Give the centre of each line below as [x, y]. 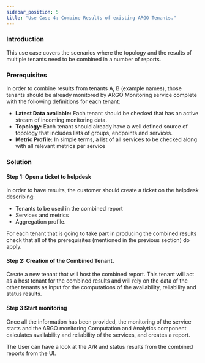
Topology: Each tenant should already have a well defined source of [102, 127]
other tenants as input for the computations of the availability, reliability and [102, 287]
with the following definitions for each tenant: [63, 101]
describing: [20, 197]
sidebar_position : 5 [33, 12]
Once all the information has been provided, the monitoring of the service [99, 322]
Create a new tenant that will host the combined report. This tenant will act [100, 275]
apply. [14, 247]
